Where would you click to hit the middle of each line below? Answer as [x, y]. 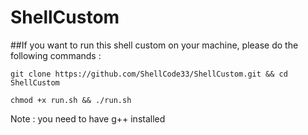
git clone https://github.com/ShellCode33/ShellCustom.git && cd [149, 74]
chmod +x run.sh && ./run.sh [71, 100]
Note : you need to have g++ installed [88, 118]
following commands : [56, 55]
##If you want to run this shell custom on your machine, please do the [154, 45]
